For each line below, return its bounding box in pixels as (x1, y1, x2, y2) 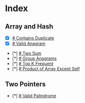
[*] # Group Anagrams (12, 55, 57, 61)
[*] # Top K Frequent (12, 61, 53, 67)
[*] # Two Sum (12, 51, 41, 56)
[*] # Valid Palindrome (12, 93, 57, 99)
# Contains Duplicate (12, 35, 54, 41)
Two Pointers (5, 80, 46, 88)
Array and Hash (5, 22, 53, 31)
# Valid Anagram (12, 41, 46, 47)
